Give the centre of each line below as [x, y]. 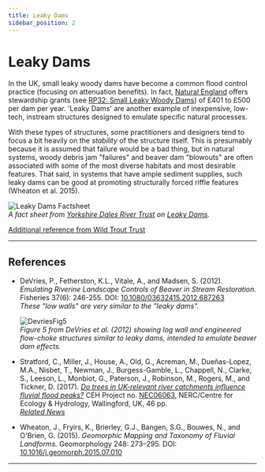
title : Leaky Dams [38, 15]
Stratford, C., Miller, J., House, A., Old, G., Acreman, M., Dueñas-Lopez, [135, 362]
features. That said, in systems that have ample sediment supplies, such [125, 174]
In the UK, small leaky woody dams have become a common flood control [128, 84]
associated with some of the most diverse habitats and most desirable [122, 165]
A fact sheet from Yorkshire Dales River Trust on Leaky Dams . [109, 214]
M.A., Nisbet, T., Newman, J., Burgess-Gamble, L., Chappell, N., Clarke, [136, 370]
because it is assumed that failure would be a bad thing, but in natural [121, 149]
